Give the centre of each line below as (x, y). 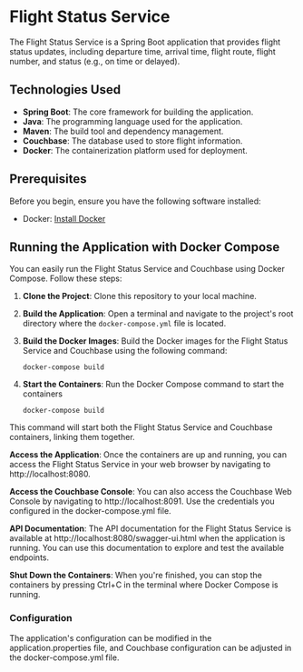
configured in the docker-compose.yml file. (90, 511)
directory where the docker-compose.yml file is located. (124, 324)
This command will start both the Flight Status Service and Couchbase (141, 427)
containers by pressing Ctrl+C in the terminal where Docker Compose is (144, 585)
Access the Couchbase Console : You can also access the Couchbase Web (151, 492)
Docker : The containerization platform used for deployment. (135, 150)
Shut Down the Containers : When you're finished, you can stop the (136, 576)
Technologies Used (65, 90)
